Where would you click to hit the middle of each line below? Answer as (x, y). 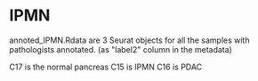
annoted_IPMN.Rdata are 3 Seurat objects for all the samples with (129, 40)
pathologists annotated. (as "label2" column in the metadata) (121, 49)
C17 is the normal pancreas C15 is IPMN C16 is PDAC (106, 67)
